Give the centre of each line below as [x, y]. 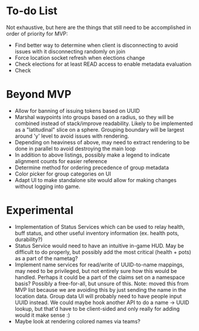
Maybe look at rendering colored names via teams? [78, 321]
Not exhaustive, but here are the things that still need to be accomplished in [99, 27]
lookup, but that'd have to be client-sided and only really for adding [97, 308]
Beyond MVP [39, 95]
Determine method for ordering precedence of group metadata [92, 167]
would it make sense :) [42, 315]
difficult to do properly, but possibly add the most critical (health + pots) [103, 252]
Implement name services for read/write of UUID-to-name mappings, [99, 265]
